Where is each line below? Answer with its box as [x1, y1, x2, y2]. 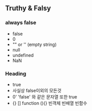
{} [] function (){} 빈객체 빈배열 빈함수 [12, 100, 87, 106]
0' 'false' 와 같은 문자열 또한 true [12, 93, 77, 100]
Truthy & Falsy [5, 4, 51, 13]
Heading [5, 70, 26, 77]
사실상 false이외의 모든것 [12, 87, 61, 93]
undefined [12, 52, 34, 58]
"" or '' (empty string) [12, 41, 57, 47]
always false [5, 19, 36, 26]
